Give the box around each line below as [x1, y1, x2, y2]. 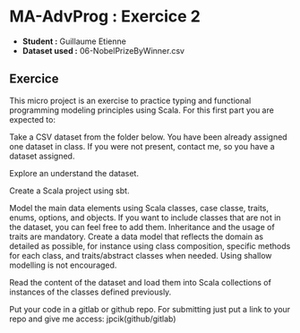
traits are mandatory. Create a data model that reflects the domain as [9, 231, 264, 242]
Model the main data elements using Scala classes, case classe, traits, [9, 202, 270, 213]
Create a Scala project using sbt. [9, 185, 130, 196]
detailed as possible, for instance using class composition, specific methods [9, 240, 291, 252]
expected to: [9, 114, 56, 124]
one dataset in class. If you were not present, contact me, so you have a [9, 141, 275, 151]
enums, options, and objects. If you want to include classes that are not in [9, 212, 281, 223]
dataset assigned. [9, 150, 75, 161]
